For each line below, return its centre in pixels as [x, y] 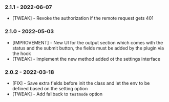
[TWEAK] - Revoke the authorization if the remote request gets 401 [83, 18]
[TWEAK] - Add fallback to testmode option [57, 94]
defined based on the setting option [50, 88]
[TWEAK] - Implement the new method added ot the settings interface [86, 59]
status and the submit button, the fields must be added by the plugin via [88, 48]
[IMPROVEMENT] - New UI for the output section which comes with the [88, 42]
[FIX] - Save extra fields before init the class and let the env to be [81, 83]
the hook [22, 53]
